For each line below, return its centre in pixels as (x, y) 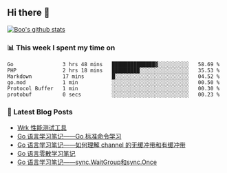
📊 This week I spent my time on (61, 48)
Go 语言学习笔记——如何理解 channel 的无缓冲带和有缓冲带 (101, 145)
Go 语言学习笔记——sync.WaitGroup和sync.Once (87, 162)
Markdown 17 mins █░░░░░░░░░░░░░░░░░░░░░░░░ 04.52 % (113, 77)
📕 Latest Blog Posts (40, 112)
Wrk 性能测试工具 (42, 128)
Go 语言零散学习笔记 (46, 154)
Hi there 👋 (29, 13)
